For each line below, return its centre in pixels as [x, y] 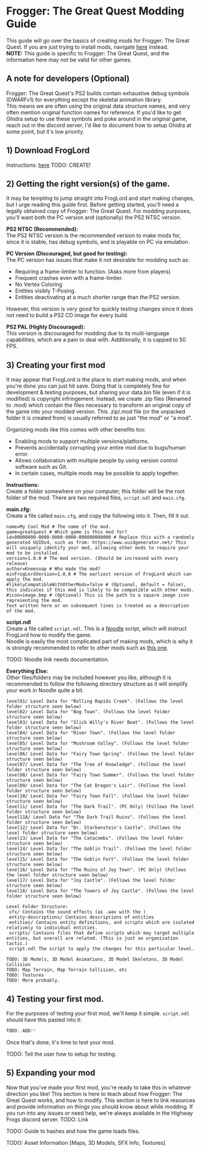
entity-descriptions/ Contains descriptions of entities [81, 917]
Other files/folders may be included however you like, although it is [89, 678]
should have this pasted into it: [44, 1020]
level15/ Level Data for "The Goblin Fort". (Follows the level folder [97, 859]
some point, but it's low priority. [45, 131]
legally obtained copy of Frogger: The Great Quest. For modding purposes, [99, 211]
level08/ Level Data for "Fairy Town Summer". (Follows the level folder [100, 775]
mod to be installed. [33, 553]
